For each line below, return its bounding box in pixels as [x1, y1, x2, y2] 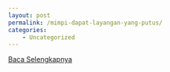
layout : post [8, 11, 51, 20]
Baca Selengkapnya [8, 55, 73, 64]
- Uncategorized [22, 33, 76, 41]
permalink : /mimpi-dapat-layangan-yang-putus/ [8, 19, 163, 27]
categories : [8, 26, 47, 34]
